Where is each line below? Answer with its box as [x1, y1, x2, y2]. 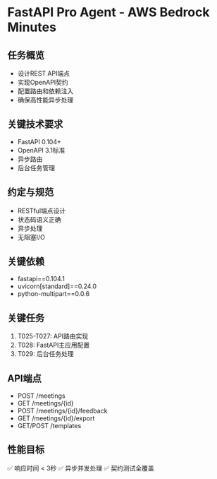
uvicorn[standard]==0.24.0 [17, 282, 97, 290]
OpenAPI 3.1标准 [17, 146, 66, 154]
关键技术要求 [7, 118, 63, 131]
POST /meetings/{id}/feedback [17, 407, 108, 415]
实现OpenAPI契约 [17, 78, 68, 86]
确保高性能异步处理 [17, 96, 74, 104]
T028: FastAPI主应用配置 [17, 341, 90, 350]
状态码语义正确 [17, 215, 61, 223]
